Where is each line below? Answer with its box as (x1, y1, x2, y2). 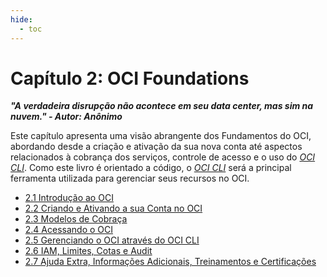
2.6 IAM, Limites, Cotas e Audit (24, 245, 153, 257)
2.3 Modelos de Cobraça (24, 213, 128, 225)
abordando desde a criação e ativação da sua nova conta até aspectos (10, 141, 303, 153)
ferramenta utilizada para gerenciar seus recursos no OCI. (10, 172, 250, 185)
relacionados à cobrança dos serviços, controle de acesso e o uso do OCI (10, 151, 316, 163)
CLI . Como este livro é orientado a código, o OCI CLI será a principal (10, 162, 292, 174)
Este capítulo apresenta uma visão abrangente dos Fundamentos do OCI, (10, 130, 312, 142)
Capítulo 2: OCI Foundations (10, 67, 250, 90)
